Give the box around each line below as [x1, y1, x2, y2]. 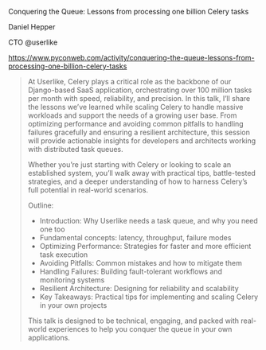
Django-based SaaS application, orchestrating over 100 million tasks [27, 85, 252, 95]
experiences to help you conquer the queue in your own [48, 325, 233, 333]
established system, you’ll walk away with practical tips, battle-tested [27, 169, 256, 177]
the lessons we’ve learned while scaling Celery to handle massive [27, 103, 244, 111]
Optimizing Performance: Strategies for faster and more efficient [39, 242, 252, 251]
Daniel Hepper [8, 22, 56, 31]
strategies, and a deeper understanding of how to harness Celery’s [27, 177, 248, 186]
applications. [27, 333, 70, 342]
